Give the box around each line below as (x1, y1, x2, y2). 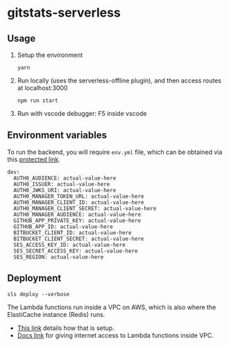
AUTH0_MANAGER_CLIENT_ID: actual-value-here (13, 199, 144, 206)
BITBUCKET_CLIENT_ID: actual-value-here (13, 229, 132, 236)
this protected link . (7, 155, 61, 164)
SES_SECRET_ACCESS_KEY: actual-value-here (13, 248, 138, 254)
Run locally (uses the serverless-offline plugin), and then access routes (17, 76, 222, 85)
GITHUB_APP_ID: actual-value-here (13, 223, 113, 230)
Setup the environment (17, 51, 83, 59)
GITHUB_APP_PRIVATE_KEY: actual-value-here (13, 217, 141, 224)
